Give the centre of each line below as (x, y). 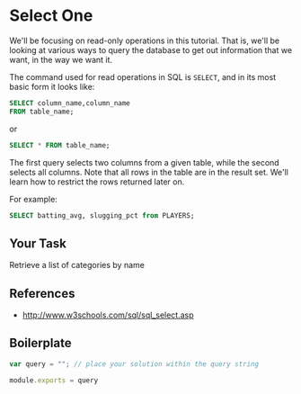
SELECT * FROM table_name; (60, 145)
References (42, 293)
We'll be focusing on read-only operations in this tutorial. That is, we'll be (145, 40)
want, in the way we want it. (61, 59)
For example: (34, 199)
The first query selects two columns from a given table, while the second (145, 162)
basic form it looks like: (52, 86)
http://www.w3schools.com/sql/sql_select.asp (108, 315)
